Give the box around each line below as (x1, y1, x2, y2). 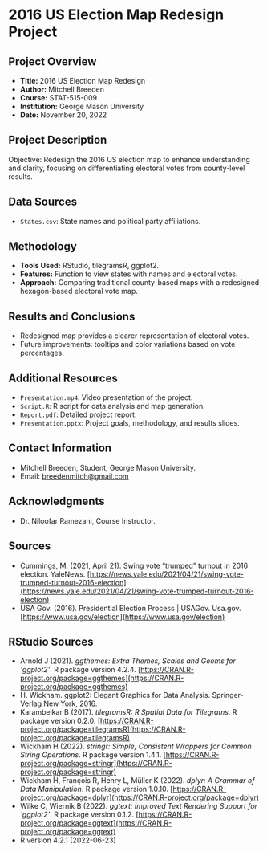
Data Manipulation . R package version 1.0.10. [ (19, 785, 173, 794)
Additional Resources (8, 371, 118, 385)
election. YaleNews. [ (19, 569, 91, 579)
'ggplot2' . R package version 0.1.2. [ (19, 809, 139, 820)
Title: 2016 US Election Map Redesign (19, 76, 146, 85)
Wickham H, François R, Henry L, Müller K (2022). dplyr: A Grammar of (19, 776, 255, 785)
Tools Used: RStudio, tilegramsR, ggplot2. (19, 261, 159, 271)
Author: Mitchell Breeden (19, 84, 104, 94)
